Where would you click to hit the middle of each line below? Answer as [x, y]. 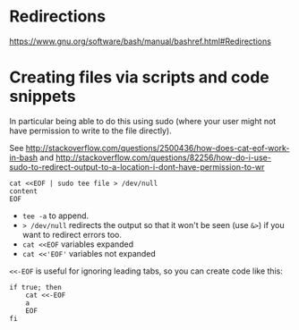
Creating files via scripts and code [140, 77]
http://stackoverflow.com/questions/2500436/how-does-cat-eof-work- [158, 148]
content [24, 191]
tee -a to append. [56, 216]
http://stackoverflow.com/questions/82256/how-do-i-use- [163, 157]
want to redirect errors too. [72, 234]
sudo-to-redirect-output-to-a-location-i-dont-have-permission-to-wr [137, 166]
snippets [43, 97]
